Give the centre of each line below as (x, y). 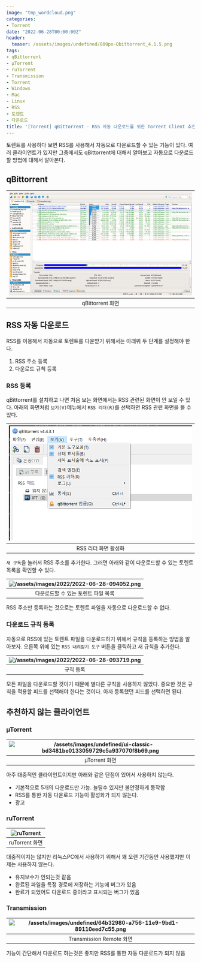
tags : (13, 51)
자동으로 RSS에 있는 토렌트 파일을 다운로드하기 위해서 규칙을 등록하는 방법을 (95, 639)
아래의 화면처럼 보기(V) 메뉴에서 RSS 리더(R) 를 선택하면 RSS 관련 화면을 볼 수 (103, 407)
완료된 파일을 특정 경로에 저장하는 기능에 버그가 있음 (75, 885)
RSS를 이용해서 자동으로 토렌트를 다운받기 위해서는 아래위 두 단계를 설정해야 (95, 341)
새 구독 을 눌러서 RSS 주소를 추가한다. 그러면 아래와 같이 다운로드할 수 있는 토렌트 (100, 563)
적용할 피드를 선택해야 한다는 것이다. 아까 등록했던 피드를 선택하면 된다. (100, 691)
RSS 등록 (19, 386)
